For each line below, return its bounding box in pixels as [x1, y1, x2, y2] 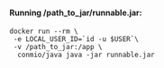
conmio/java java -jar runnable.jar [17, 50, 155, 60]
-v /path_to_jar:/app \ [13, 43, 103, 52]
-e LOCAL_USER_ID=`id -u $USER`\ [13, 35, 140, 44]
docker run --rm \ [9, 27, 78, 36]
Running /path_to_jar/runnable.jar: [9, 7, 142, 18]
